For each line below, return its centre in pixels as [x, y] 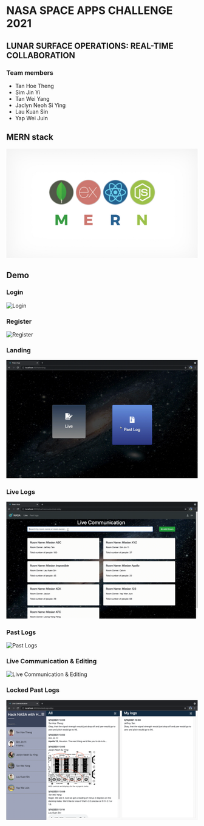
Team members [30, 72]
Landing [19, 350]
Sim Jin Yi [28, 92]
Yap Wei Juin [32, 118]
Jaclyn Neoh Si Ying [40, 105]
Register [19, 321]
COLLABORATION [41, 55]
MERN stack [30, 137]
